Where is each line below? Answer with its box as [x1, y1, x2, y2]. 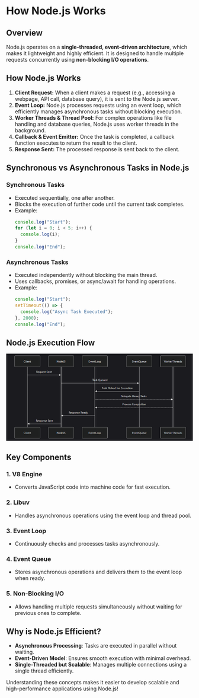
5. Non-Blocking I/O [6, 589, 64, 598]
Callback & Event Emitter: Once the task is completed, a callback [14, 133, 175, 140]
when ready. [14, 575, 46, 582]
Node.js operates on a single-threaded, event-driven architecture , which [6, 43, 188, 50]
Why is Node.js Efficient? [6, 626, 102, 636]
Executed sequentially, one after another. [14, 194, 115, 201]
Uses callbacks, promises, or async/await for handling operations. [14, 278, 176, 285]
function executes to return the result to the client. [14, 139, 137, 146]
